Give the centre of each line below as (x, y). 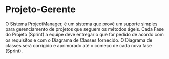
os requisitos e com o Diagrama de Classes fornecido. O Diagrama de (79, 40)
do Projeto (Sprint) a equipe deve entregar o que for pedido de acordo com (84, 34)
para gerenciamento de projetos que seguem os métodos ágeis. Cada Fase (85, 29)
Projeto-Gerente (40, 9)
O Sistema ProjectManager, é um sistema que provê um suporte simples (81, 24)
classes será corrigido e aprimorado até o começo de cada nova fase (79, 45)
